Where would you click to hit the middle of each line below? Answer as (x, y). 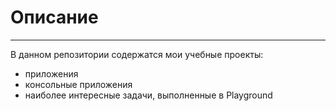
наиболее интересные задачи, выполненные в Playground (148, 95)
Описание (54, 17)
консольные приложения (78, 84)
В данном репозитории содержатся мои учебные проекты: (137, 54)
